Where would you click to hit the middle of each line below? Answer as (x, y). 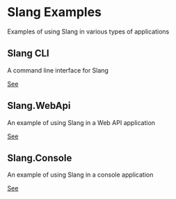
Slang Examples (55, 12)
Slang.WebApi (39, 106)
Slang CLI (29, 53)
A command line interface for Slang (58, 70)
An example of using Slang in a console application (80, 175)
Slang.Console (40, 158)
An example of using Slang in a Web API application (81, 122)
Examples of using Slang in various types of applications (88, 31)
